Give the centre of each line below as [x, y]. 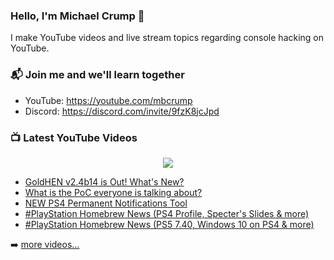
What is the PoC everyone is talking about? [113, 192]
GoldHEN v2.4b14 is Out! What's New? [104, 181]
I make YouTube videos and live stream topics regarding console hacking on [167, 38]
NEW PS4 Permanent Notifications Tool [106, 203]
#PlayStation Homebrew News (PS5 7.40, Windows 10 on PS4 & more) [169, 224]
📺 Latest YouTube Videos [74, 137]
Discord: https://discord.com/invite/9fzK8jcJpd [122, 111]
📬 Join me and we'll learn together [97, 75]
